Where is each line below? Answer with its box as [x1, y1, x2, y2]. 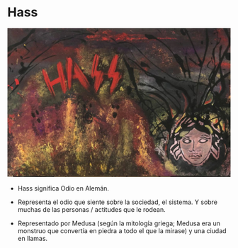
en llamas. [17, 234, 48, 242]
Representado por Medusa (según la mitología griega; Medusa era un [17, 219, 221, 227]
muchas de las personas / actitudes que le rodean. [17, 205, 166, 213]
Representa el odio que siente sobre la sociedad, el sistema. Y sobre [17, 198, 218, 206]
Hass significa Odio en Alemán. [17, 184, 110, 192]
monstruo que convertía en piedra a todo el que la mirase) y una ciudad [17, 226, 227, 235]
